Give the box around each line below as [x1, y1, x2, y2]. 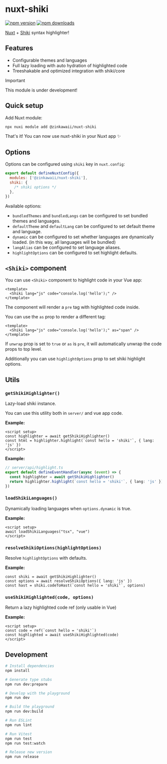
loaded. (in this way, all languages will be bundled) [12, 239, 116, 245]
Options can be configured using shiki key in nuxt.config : [5, 161, 125, 167]
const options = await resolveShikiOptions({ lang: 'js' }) [5, 578, 133, 583]
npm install [5, 668, 30, 673]
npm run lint [5, 722, 32, 727]
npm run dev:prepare [5, 681, 48, 687]
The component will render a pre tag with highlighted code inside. [5, 304, 140, 310]
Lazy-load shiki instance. [5, 400, 56, 406]
